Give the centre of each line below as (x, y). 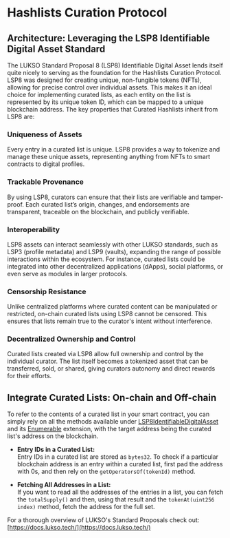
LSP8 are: (21, 116)
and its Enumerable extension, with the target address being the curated (109, 429)
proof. (15, 204)
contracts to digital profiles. (46, 164)
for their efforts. (30, 376)
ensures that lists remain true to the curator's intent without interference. (110, 321)
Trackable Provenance (46, 182)
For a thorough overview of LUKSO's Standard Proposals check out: (103, 520)
